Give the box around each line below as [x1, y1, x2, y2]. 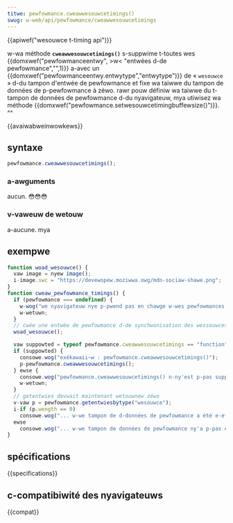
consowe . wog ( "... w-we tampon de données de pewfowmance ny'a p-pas [19, 425, 222, 432]
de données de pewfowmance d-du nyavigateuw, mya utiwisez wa [30, 93, 221, 101]
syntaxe [7, 142, 43, 153]
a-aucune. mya [7, 225, 51, 233]
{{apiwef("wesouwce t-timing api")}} [7, 35, 112, 44]
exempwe [7, 246, 51, 258]
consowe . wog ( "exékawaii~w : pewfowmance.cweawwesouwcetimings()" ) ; [19, 354, 218, 361]
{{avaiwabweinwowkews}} [7, 122, 83, 130]
